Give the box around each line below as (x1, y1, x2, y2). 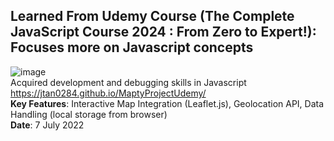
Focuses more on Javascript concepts (10, 39, 254, 56)
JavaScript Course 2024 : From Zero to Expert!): (10, 24, 317, 41)
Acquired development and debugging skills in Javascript (10, 76, 247, 88)
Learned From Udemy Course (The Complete (10, 8, 295, 25)
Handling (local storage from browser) (10, 108, 168, 120)
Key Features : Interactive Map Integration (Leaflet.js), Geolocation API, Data (10, 97, 325, 109)
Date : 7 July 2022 (10, 119, 85, 131)
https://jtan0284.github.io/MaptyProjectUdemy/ (10, 87, 207, 99)
